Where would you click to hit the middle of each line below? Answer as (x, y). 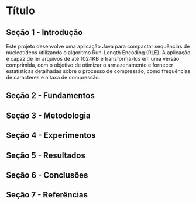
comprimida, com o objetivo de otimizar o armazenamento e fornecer (90, 65)
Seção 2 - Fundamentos (50, 95)
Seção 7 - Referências (47, 195)
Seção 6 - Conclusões (47, 175)
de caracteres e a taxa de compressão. (53, 77)
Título (20, 11)
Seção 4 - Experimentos (51, 135)
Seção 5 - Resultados (46, 155)
